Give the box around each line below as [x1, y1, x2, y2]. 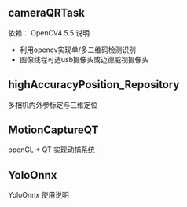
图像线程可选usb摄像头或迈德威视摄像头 [19, 54, 149, 64]
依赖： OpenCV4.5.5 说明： [8, 28, 97, 38]
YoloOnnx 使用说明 [8, 190, 69, 200]
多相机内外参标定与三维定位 [8, 100, 98, 109]
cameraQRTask [8, 6, 85, 20]
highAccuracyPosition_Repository [8, 78, 180, 91]
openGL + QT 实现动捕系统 [8, 145, 96, 154]
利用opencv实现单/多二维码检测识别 [19, 45, 136, 54]
